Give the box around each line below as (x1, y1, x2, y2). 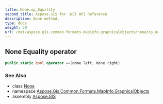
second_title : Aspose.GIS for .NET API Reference (5, 12, 108, 17)
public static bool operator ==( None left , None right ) (5, 60, 120, 66)
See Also (5, 72, 27, 79)
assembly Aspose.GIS (12, 93, 56, 99)
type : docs (5, 20, 27, 26)
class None (12, 83, 35, 89)
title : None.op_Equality (5, 7, 55, 12)
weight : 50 (5, 25, 27, 30)
